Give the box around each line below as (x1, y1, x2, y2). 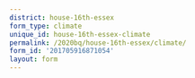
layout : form (9, 55, 58, 64)
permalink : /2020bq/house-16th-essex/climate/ (9, 38, 187, 48)
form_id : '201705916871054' (9, 47, 115, 56)
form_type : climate (9, 22, 83, 30)
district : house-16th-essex (9, 13, 115, 22)
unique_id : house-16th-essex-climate (9, 30, 151, 39)
